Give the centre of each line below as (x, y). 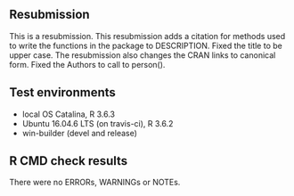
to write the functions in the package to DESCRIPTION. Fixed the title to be (146, 45)
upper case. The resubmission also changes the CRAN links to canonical (143, 55)
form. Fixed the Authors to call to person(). (87, 64)
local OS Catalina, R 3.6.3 (69, 114)
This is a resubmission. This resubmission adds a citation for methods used (147, 36)
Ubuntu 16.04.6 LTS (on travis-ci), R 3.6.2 (98, 123)
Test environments (62, 93)
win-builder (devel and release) (80, 133)
